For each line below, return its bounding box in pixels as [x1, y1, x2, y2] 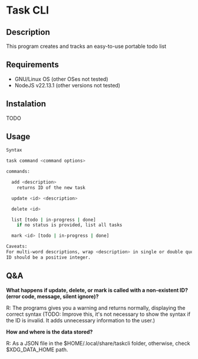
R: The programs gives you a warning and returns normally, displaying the [6, 304, 186, 311]
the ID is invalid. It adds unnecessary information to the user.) [6, 316, 155, 324]
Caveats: [6, 243, 28, 250]
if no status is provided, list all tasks [16, 222, 123, 228]
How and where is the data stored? [6, 328, 93, 335]
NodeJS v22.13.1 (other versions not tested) [14, 81, 121, 89]
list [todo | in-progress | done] [11, 217, 96, 223]
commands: [6, 169, 31, 175]
